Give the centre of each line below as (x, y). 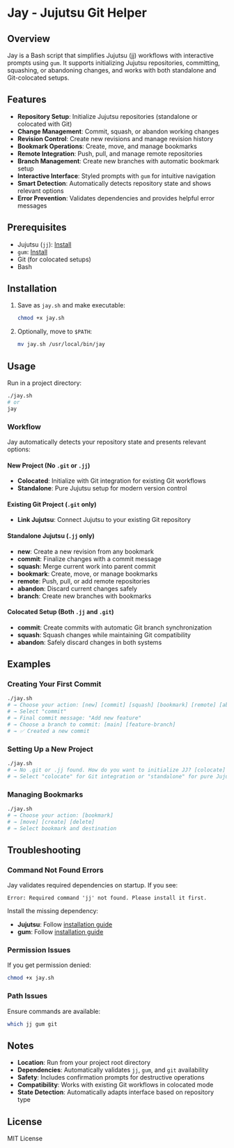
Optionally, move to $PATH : (55, 332)
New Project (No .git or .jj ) (49, 465)
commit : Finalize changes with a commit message (89, 559)
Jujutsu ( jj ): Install (44, 244)
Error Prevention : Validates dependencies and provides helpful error (116, 198)
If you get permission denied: (49, 965)
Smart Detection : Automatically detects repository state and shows (114, 183)
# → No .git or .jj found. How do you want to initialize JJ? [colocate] (117, 770)
